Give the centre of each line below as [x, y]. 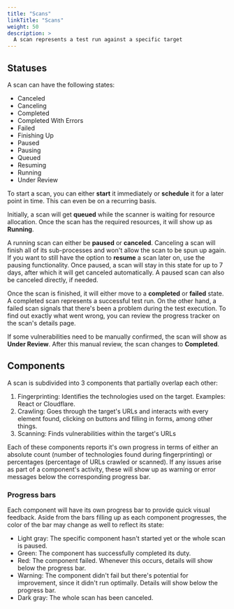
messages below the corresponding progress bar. [79, 476]
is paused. [32, 546]
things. [27, 426]
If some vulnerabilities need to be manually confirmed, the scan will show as [117, 337]
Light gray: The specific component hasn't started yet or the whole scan [121, 538]
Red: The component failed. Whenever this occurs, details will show [115, 561]
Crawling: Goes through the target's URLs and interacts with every [113, 411]
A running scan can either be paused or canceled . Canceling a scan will [111, 242]
